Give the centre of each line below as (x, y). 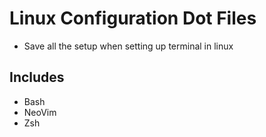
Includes (37, 77)
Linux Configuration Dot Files (133, 18)
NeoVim (40, 112)
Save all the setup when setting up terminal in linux (128, 46)
